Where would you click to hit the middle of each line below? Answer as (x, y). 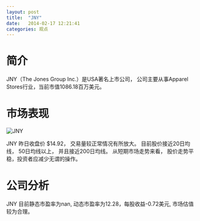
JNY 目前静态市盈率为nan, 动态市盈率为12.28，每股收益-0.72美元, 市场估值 (100, 204)
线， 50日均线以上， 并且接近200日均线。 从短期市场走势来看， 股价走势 (98, 151)
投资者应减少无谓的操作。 (49, 159)
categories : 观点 (27, 29)
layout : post (23, 12)
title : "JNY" (24, 18)
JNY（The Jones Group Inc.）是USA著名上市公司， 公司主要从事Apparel (97, 79)
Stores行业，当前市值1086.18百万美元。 (56, 87)
